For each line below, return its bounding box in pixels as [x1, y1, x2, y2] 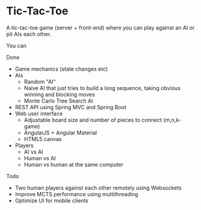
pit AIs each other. [6, 30, 52, 37]
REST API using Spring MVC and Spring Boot [14, 103, 126, 110]
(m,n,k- [163, 116, 182, 124]
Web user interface [14, 110, 63, 117]
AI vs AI [23, 148, 43, 155]
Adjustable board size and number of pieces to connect [23, 116, 162, 124]
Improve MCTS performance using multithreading [14, 190, 138, 197]
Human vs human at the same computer [23, 161, 124, 168]
